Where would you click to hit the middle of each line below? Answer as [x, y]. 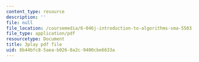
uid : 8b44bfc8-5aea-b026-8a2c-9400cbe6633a [61, 50]
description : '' [26, 17]
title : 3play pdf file [34, 45]
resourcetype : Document [36, 39]
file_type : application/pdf [41, 34]
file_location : [25, 28]
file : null [20, 22]
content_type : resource [36, 12]
